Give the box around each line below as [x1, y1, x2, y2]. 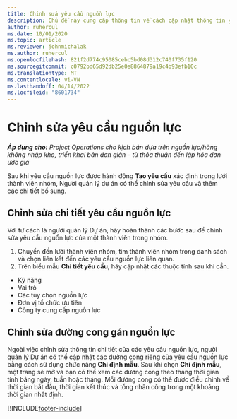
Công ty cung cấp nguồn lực [17, 305, 101, 314]
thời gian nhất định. [7, 390, 63, 399]
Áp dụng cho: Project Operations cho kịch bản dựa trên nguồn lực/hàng [7, 143, 218, 152]
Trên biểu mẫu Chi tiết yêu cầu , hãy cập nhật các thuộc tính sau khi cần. [17, 262, 229, 271]
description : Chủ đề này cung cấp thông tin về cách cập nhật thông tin [7, 17, 226, 24]
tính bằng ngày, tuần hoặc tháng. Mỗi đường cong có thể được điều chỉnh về [7, 375, 230, 384]
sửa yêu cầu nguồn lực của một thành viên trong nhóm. [7, 233, 168, 242]
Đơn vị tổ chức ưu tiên [17, 298, 83, 307]
